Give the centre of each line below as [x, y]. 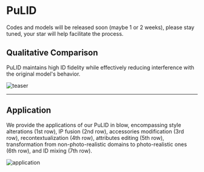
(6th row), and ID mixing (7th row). [49, 150]
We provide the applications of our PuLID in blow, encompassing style [94, 125]
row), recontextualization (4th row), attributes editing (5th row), [85, 137]
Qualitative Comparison [52, 53]
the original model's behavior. [43, 74]
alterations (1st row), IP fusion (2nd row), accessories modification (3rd [95, 131]
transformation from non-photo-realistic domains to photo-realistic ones [97, 144]
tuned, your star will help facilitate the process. [65, 33]
